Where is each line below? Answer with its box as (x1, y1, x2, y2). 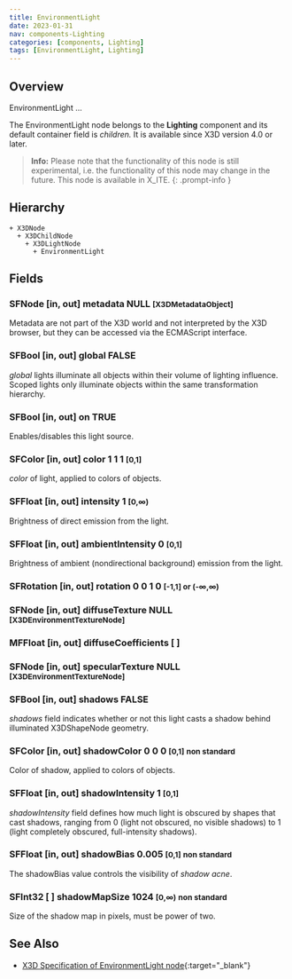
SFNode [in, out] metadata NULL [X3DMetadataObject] (9, 298, 234, 311)
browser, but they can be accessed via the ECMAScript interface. (9, 328, 248, 338)
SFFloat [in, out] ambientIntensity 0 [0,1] (9, 538, 183, 550)
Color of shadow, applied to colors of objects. (9, 765, 175, 776)
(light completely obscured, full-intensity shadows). (9, 826, 197, 837)
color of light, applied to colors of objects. (9, 473, 162, 484)
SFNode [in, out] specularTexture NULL (9, 660, 181, 673)
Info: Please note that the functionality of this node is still (30, 155, 240, 166)
